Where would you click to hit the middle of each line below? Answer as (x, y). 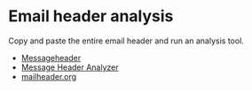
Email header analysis (91, 16)
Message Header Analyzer (70, 67)
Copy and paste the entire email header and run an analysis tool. (126, 41)
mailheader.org (49, 76)
